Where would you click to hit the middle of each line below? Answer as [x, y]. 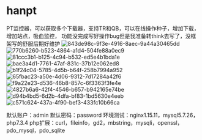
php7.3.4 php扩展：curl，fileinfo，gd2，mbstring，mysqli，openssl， [95, 122]
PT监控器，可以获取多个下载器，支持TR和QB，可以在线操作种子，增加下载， [103, 28]
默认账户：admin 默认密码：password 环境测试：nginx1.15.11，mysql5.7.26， [103, 115]
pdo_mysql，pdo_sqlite [36, 130]
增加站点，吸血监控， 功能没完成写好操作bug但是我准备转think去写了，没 [99, 36]
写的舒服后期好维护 [36, 43]
